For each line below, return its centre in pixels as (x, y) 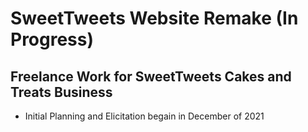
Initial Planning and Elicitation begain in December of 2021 (144, 116)
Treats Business (61, 92)
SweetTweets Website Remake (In (154, 18)
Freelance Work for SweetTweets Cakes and (151, 76)
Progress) (52, 39)
